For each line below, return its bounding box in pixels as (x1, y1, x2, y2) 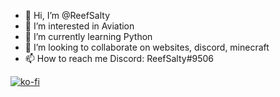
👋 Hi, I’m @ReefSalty (24, 10, 110, 21)
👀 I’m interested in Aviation (24, 20, 135, 32)
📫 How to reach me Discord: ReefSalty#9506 (24, 53, 214, 64)
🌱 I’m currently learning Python (24, 31, 153, 42)
